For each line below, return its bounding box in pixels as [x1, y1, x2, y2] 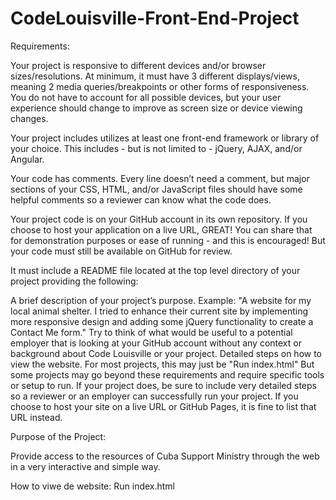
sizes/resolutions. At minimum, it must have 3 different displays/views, [10, 70, 300, 82]
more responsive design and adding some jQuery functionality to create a [10, 315, 314, 327]
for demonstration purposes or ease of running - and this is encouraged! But [10, 234, 326, 246]
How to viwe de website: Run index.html [10, 480, 176, 492]
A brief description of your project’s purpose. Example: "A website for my [10, 294, 312, 306]
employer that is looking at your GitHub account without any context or [10, 337, 302, 349]
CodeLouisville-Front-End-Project [10, 7, 300, 30]
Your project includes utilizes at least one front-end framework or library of [10, 132, 320, 144]
